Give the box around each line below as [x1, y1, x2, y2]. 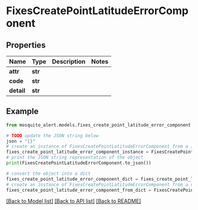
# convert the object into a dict [6, 171, 91, 176]
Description [52, 58, 85, 65]
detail [9, 86, 25, 95]
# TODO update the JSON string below [6, 132, 99, 139]
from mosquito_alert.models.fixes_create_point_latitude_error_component [6, 122, 192, 128]
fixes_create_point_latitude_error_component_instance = [6, 149, 149, 155]
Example [6, 106, 39, 116]
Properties [6, 40, 46, 50]
